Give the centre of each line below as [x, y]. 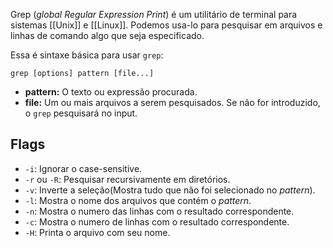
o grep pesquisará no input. [81, 113]
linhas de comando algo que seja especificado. [107, 35]
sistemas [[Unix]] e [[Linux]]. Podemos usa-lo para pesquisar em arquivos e [166, 25]
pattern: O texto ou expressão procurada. [111, 92]
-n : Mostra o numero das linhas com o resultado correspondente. [159, 211]
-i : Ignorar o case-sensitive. [83, 168]
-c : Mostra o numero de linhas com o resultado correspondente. [157, 221]
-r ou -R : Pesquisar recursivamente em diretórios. [127, 179]
